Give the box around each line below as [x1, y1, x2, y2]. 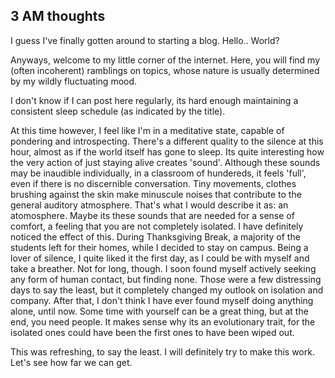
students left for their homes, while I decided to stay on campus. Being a [10, 241, 309, 253]
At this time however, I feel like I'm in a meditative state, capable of [10, 124, 285, 136]
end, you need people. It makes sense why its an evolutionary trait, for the [10, 315, 316, 328]
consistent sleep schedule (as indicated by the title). [10, 105, 226, 117]
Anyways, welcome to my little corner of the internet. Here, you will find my [10, 54, 321, 66]
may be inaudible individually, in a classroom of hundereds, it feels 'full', [10, 167, 307, 179]
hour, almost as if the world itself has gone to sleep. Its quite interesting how [10, 145, 325, 158]
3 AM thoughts [10, 8, 106, 25]
